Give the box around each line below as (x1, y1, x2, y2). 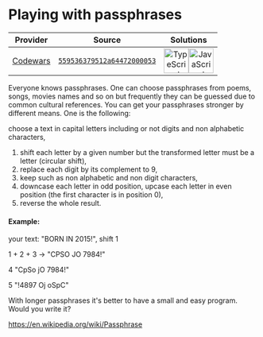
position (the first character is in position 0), (19, 189, 164, 199)
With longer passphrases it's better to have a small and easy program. (8, 296, 238, 305)
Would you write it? (8, 304, 72, 314)
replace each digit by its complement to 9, (19, 165, 158, 174)
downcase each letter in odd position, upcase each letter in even (19, 181, 232, 191)
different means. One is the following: (8, 108, 131, 118)
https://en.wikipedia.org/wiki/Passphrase (8, 320, 143, 329)
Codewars (12, 55, 51, 66)
